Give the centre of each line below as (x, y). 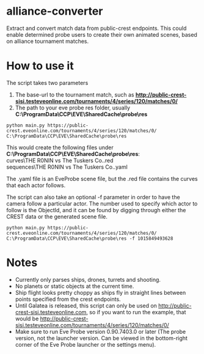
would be (27, 319)
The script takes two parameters (47, 83)
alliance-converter (55, 11)
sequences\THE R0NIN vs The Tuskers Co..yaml (67, 167)
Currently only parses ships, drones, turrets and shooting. (88, 279)
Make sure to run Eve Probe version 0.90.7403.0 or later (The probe (100, 331)
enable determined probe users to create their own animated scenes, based (102, 34)
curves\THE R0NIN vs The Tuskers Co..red (60, 160)
